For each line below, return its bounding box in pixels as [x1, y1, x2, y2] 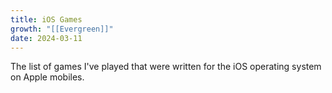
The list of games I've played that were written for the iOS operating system [10, 61, 322, 73]
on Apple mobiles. [10, 71, 85, 83]
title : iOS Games [10, 14, 83, 25]
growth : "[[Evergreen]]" [10, 24, 114, 34]
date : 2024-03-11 [10, 33, 83, 43]
